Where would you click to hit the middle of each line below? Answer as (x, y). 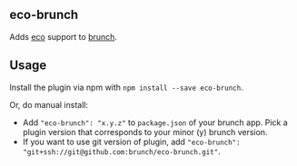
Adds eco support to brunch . (64, 36)
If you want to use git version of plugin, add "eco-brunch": (131, 142)
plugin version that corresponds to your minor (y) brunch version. (145, 132)
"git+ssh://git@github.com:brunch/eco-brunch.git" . (121, 151)
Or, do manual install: (49, 104)
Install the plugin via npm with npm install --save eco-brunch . (126, 87)
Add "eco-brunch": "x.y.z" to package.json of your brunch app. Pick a (155, 122)
